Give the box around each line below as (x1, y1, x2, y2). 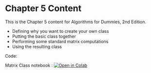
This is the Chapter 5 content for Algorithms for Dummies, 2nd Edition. (5, 19, 146, 25)
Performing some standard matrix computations (12, 38, 109, 44)
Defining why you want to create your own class (12, 28, 109, 34)
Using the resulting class (12, 44, 62, 49)
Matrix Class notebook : (5, 62, 53, 68)
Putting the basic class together (12, 33, 76, 39)
